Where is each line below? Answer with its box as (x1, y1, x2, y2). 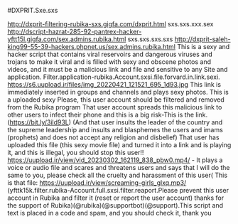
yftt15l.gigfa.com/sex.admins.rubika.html (7, 35, 126, 43)
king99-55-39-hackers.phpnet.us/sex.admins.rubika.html (7, 43, 176, 50)
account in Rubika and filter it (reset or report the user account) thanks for (7, 193, 225, 202)
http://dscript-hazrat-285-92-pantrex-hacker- (7, 28, 142, 36)
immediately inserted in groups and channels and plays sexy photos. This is (7, 88, 229, 96)
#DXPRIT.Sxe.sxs (7, 6, 58, 14)
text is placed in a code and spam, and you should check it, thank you (7, 209, 212, 217)
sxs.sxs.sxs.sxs (127, 35, 173, 43)
